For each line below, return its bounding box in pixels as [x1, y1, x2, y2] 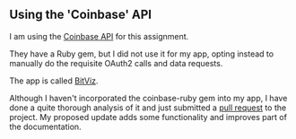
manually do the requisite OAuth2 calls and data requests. [9, 57, 223, 68]
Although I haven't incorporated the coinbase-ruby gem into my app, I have [9, 92, 288, 103]
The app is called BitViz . [9, 75, 99, 86]
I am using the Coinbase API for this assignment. [9, 30, 189, 41]
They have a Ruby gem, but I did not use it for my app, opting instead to [9, 48, 274, 59]
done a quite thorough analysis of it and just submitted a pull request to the [9, 102, 287, 113]
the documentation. [9, 121, 83, 132]
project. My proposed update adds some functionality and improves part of [9, 111, 287, 122]
